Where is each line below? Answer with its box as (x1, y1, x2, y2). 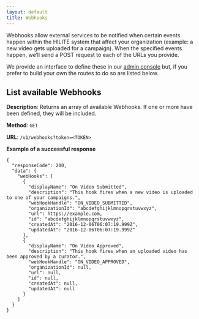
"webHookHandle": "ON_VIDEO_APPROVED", (28, 259, 130, 265)
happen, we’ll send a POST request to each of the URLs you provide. (6, 51, 179, 58)
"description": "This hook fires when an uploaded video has (28, 249, 188, 255)
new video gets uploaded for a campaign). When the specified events (6, 44, 182, 52)
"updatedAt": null (28, 286, 75, 292)
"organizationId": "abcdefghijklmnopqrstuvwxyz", (28, 206, 157, 212)
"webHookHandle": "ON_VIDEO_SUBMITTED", (28, 200, 133, 206)
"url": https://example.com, (28, 211, 103, 217)
